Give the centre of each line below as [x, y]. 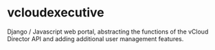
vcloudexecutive [56, 13]
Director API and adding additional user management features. [95, 38]
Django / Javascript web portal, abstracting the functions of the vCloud [108, 32]
